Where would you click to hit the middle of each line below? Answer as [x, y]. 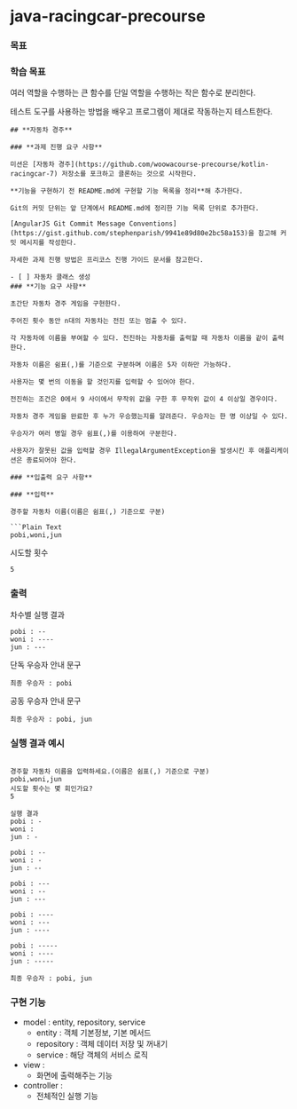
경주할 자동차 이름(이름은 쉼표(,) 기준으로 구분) [88, 512]
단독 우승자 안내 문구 [46, 664]
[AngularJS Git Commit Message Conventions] [94, 224]
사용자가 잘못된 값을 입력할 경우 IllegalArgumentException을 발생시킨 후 [133, 451]
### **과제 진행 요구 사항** [56, 147]
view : [34, 1065]
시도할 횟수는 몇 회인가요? [51, 788]
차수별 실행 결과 [38, 614]
